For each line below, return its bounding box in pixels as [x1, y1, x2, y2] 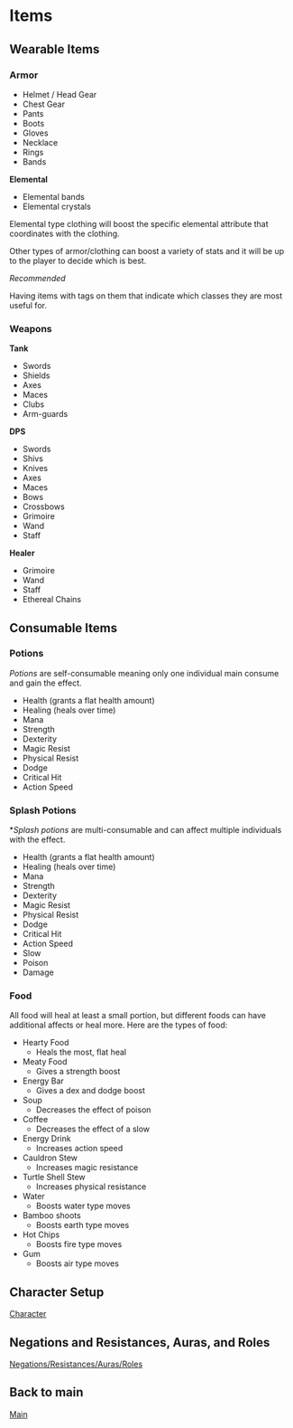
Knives [22, 463, 49, 474]
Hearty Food [22, 1037, 69, 1048]
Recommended [9, 272, 66, 283]
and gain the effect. [9, 677, 82, 688]
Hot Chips [22, 1229, 60, 1240]
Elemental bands [22, 191, 86, 202]
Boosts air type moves [35, 1258, 120, 1269]
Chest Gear [22, 99, 66, 109]
